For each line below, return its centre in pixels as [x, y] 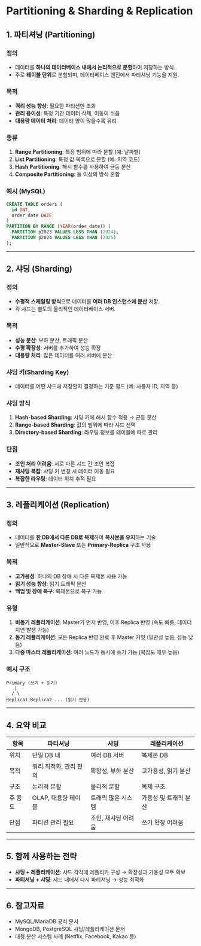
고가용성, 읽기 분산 [166, 771]
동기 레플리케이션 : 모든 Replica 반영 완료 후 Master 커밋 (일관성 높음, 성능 [101, 637]
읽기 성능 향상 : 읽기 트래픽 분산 [51, 583]
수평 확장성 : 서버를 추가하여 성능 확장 [58, 348]
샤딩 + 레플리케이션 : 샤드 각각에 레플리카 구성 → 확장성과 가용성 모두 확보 [100, 872]
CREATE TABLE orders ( [34, 204]
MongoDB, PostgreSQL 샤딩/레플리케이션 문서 [70, 929]
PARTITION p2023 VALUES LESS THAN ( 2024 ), [65, 232]
